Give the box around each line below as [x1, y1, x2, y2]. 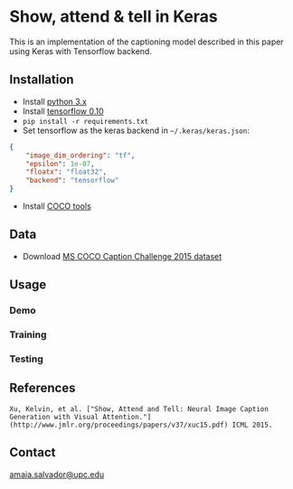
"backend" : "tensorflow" [25, 176, 119, 185]
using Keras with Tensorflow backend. [9, 45, 152, 56]
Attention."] [102, 412, 152, 421]
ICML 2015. [232, 420, 273, 429]
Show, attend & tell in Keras [9, 6, 219, 27]
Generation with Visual [9, 412, 99, 421]
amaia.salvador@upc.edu [9, 468, 105, 480]
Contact [9, 445, 56, 460]
